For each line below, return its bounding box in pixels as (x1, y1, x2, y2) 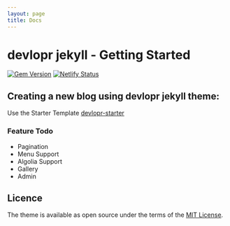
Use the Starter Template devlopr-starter (7, 109, 124, 118)
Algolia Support (17, 157, 63, 165)
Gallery (17, 164, 38, 173)
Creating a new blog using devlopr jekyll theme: (7, 90, 220, 102)
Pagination (17, 142, 49, 150)
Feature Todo (7, 127, 54, 136)
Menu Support (17, 150, 59, 158)
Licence (7, 192, 43, 204)
